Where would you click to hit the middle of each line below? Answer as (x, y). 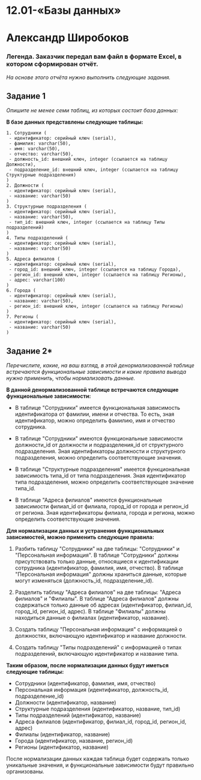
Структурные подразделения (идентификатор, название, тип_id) (97, 709)
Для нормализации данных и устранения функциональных (85, 531)
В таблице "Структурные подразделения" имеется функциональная (102, 469)
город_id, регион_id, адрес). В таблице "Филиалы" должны (90, 611)
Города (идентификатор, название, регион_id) (74, 741)
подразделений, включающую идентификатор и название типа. (97, 654)
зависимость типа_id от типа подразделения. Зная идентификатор (100, 476)
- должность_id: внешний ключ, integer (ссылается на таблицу (88, 160)
